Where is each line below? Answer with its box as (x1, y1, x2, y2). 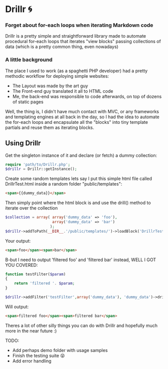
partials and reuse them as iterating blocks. (5, 124, 94, 130)
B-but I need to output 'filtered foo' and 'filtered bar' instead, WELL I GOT (5, 257, 156, 263)
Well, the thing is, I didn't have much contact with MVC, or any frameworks (5, 108, 159, 114)
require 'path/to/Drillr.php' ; (5, 162, 70, 167)
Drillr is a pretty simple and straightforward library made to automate (5, 33, 146, 39)
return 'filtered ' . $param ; (14, 281, 75, 286)
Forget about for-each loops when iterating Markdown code (5, 22, 153, 29)
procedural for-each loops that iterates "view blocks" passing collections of (5, 39, 161, 45)
